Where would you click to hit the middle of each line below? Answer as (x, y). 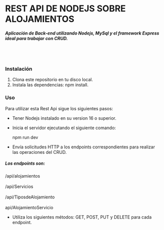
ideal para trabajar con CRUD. (36, 38)
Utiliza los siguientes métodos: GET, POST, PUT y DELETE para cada (82, 217)
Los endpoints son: (25, 163)
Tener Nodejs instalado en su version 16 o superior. (64, 118)
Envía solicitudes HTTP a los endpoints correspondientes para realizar (83, 147)
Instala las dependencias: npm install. (50, 85)
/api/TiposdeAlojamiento (30, 197)
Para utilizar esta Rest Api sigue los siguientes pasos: (59, 108)
